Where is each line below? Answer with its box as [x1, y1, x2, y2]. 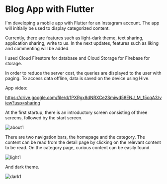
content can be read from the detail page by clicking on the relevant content [5, 139, 161, 145]
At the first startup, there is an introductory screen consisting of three [5, 109, 148, 115]
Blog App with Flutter [5, 3, 94, 15]
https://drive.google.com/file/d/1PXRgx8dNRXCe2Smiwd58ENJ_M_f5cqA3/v [5, 94, 162, 100]
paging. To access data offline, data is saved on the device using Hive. [5, 75, 150, 81]
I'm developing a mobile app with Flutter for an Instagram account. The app [5, 20, 160, 26]
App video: [5, 85, 28, 91]
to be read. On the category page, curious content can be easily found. [5, 144, 151, 150]
